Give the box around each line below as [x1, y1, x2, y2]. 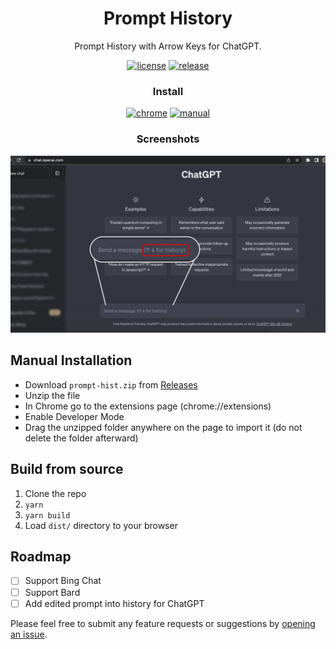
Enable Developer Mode [24, 410, 125, 422]
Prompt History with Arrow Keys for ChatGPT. [74, 40, 262, 52]
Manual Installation [10, 352, 133, 369]
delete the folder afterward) [24, 432, 139, 444]
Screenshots [136, 132, 200, 146]
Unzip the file [24, 389, 81, 401]
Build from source [10, 461, 124, 478]
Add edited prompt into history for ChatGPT [24, 597, 205, 609]
